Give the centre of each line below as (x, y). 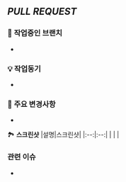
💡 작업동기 (24, 69)
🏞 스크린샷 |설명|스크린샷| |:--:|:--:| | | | (63, 135)
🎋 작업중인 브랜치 (35, 33)
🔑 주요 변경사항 (31, 104)
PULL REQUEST (42, 12)
